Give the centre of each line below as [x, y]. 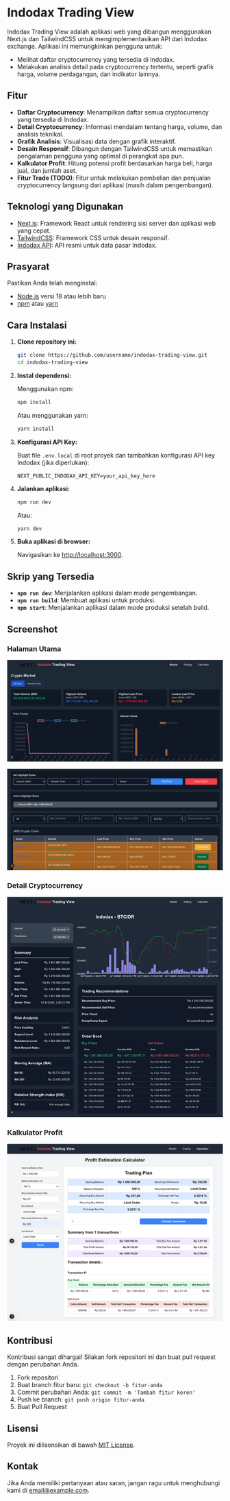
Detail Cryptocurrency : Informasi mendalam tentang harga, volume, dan [119, 127]
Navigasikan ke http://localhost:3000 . [70, 555]
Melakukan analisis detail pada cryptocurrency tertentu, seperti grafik [115, 67]
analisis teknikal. [40, 134]
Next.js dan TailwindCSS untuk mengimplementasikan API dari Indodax [107, 38]
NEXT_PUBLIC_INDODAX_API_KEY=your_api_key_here [86, 476]
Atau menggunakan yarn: [53, 415]
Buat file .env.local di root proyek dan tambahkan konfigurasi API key [116, 455]
